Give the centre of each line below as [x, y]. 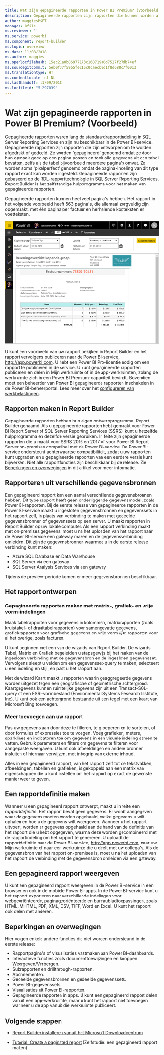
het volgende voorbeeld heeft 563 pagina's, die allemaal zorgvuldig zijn [77, 204]
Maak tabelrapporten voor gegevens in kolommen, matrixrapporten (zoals [79, 623]
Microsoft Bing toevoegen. [32, 704]
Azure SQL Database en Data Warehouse [53, 556]
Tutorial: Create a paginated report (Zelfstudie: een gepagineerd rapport [85, 1042]
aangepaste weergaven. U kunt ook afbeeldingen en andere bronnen [74, 748]
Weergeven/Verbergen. [36, 964]
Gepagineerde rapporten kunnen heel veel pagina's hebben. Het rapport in [80, 198]
